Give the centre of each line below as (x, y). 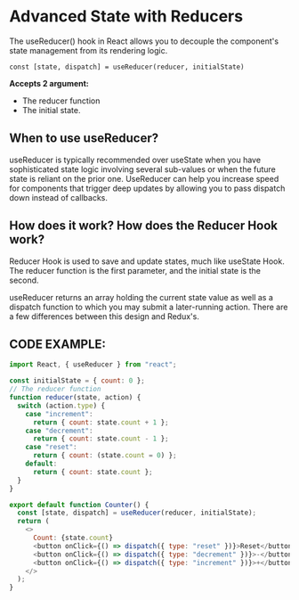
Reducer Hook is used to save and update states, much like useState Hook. (147, 261)
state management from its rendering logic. (89, 50)
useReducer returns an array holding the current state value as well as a (141, 297)
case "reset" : (51, 448)
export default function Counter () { (79, 505)
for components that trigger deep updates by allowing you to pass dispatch (147, 188)
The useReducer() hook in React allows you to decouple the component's (144, 41)
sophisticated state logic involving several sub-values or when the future (142, 169)
